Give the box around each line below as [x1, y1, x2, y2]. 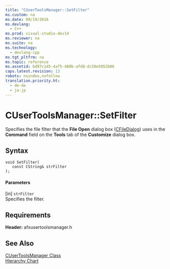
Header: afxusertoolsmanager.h [5, 224, 73, 230]
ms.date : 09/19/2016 [5, 17, 49, 22]
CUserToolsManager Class [5, 252, 61, 259]
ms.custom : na [5, 12, 36, 17]
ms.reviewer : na [5, 36, 40, 41]
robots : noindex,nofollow [5, 74, 60, 79]
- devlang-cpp [10, 50, 40, 55]
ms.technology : [5, 45, 38, 50]
